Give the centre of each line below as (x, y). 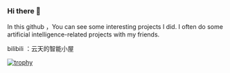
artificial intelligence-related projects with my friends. (83, 34)
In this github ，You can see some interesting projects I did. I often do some (115, 27)
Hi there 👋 (24, 11)
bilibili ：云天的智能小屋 (41, 49)
